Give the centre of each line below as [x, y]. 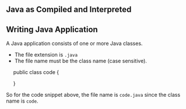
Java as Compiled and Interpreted [69, 10]
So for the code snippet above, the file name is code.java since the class [93, 95]
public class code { [36, 72]
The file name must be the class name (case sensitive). [81, 61]
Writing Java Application [52, 29]
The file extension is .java [46, 55]
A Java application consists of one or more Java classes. [74, 44]
